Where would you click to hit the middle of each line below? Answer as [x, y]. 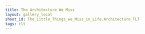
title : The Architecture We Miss [40, 10]
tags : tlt [15, 24]
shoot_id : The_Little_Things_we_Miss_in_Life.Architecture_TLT [72, 19]
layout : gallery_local [29, 14]
